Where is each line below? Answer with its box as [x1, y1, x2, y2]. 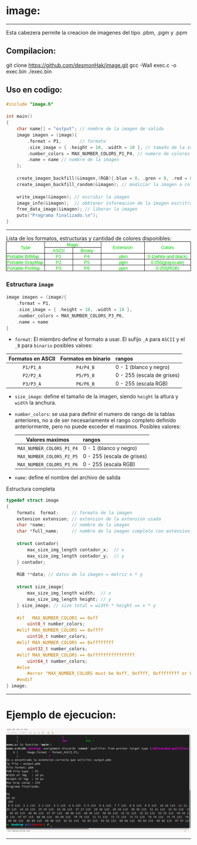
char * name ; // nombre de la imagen [16, 522, 130, 528]
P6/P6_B [76, 381, 95, 387]
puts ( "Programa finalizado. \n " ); [16, 212, 98, 218]
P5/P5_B [76, 373, 95, 379]
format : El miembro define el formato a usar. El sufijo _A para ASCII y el [14, 336, 185, 343]
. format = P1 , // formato [27, 138, 107, 144]
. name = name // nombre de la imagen [27, 157, 119, 163]
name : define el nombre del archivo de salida [14, 474, 121, 481]
